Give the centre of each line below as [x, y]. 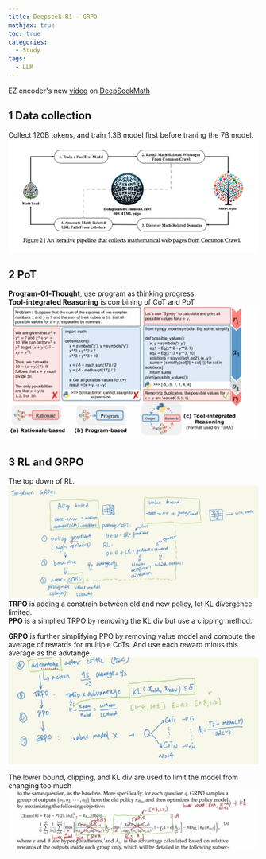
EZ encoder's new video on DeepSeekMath [79, 91]
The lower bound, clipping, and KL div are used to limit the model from [123, 777]
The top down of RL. [42, 480]
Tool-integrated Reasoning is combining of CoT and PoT [102, 302]
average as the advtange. [50, 653]
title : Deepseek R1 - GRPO [53, 17]
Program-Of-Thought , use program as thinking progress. [102, 293]
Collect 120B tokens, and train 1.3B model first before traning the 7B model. [131, 134]
